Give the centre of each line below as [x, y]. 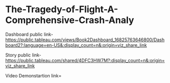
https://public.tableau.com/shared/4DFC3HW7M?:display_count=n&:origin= [85, 60]
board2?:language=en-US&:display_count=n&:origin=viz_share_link [76, 45]
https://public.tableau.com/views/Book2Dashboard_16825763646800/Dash [85, 40]
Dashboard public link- [29, 34]
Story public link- [23, 55]
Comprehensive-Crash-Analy [70, 20]
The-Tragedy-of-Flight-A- [62, 9]
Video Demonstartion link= [34, 75]
